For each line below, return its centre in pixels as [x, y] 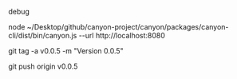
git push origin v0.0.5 [43, 66]
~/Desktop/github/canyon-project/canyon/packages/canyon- [128, 27]
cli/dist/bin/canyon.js [43, 36]
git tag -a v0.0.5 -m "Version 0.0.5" [66, 51]
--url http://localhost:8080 [122, 36]
